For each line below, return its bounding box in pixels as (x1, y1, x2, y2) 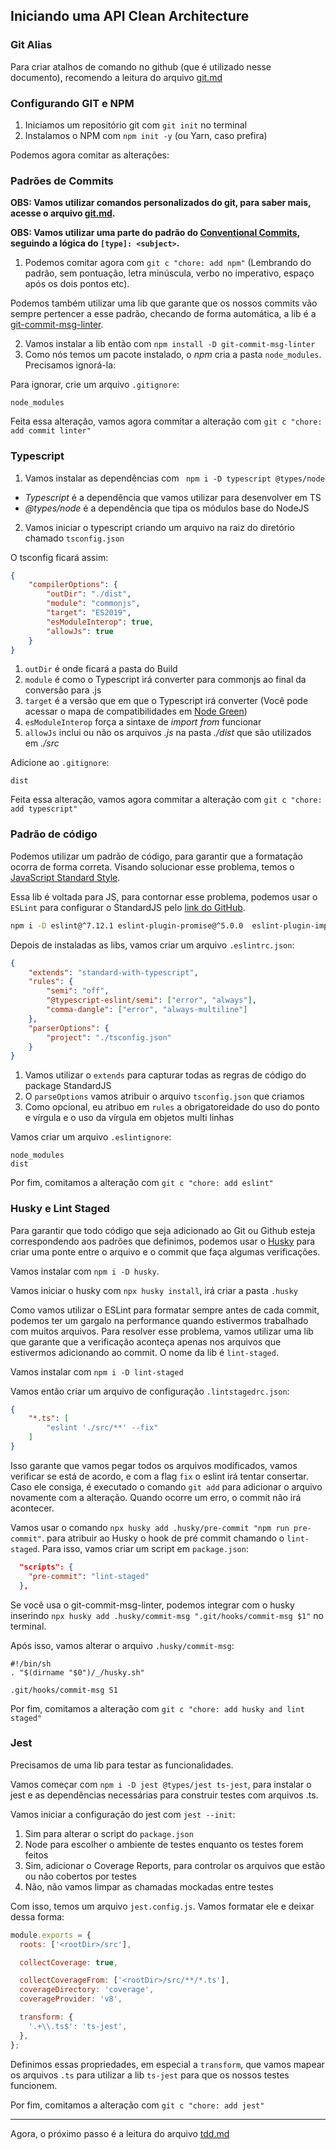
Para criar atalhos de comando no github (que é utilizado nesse (10, 60, 272, 73)
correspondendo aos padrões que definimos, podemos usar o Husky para (10, 1235, 316, 1247)
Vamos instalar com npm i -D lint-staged (10, 1365, 184, 1378)
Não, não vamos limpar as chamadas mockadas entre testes (24, 1880, 274, 1893)
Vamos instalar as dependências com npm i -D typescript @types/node (24, 472, 325, 484)
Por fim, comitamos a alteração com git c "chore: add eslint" (10, 1177, 274, 1189)
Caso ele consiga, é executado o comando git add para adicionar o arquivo (10, 1480, 323, 1493)
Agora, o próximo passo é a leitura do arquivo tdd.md (10, 2127, 230, 2139)
